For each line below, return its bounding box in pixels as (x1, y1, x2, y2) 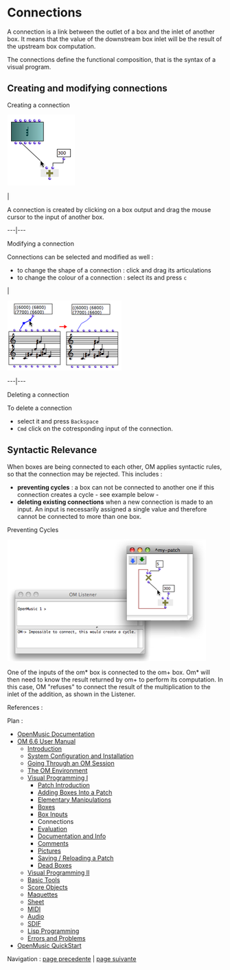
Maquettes (27, 890, 58, 899)
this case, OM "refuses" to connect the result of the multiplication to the (7, 682, 211, 691)
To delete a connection (7, 404, 72, 412)
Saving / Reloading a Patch (37, 853, 114, 862)
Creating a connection (7, 101, 70, 109)
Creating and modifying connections (7, 82, 168, 94)
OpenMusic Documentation (16, 730, 95, 738)
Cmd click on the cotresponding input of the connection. (16, 424, 174, 432)
